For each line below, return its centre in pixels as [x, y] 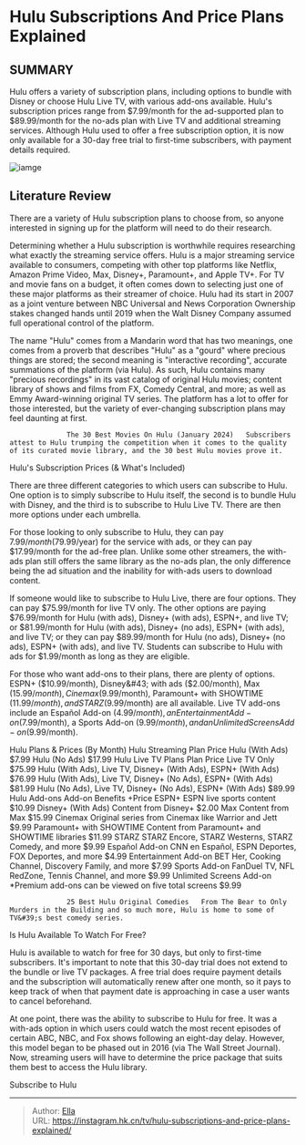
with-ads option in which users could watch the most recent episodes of [145, 1028]
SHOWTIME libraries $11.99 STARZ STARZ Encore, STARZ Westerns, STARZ [151, 837]
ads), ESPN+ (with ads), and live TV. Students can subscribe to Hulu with [146, 646]
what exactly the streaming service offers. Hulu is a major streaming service [152, 255]
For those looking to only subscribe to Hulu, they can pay [117, 531]
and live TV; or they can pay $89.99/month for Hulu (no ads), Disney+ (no [148, 636]
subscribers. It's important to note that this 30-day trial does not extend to [149, 962]
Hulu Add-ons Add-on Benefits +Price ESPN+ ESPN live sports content [143, 798]
